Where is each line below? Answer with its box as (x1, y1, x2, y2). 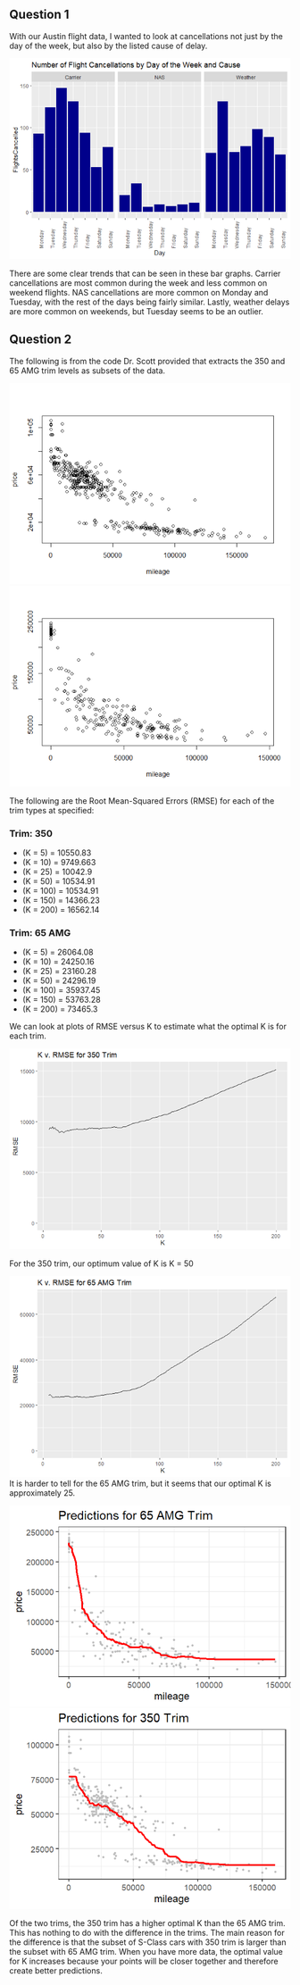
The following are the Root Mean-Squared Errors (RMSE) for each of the (9, 795, 275, 806)
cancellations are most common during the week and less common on (9, 277, 268, 288)
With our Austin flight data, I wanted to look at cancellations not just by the (9, 30, 283, 41)
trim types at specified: (9, 805, 95, 815)
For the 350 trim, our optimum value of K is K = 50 (9, 1258, 194, 1269)
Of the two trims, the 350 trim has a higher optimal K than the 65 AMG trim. (9, 1918, 286, 1929)
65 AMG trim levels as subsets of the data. (9, 365, 166, 376)
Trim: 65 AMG (9, 926, 71, 938)
